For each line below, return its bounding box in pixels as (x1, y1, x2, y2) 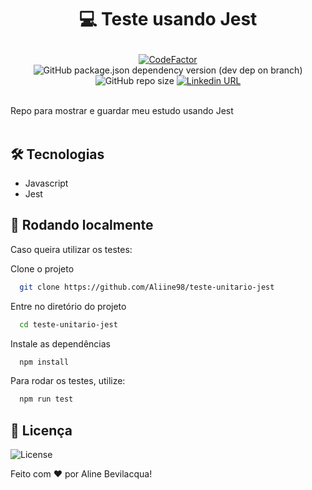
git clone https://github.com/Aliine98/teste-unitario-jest (19, 282, 275, 292)
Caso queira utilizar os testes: (10, 243, 133, 255)
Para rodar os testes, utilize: (10, 375, 126, 387)
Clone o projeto (10, 262, 75, 275)
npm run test (19, 394, 74, 405)
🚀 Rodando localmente (10, 217, 154, 234)
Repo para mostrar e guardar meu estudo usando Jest (10, 105, 234, 117)
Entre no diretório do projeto (10, 300, 127, 312)
